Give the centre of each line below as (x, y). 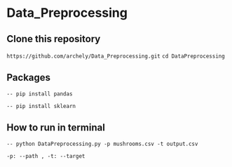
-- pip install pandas (40, 94)
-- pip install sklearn (41, 106)
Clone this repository (54, 39)
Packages (28, 78)
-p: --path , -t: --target (46, 156)
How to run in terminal (56, 128)
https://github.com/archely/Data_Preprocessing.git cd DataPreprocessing (116, 56)
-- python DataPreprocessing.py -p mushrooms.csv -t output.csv (102, 144)
